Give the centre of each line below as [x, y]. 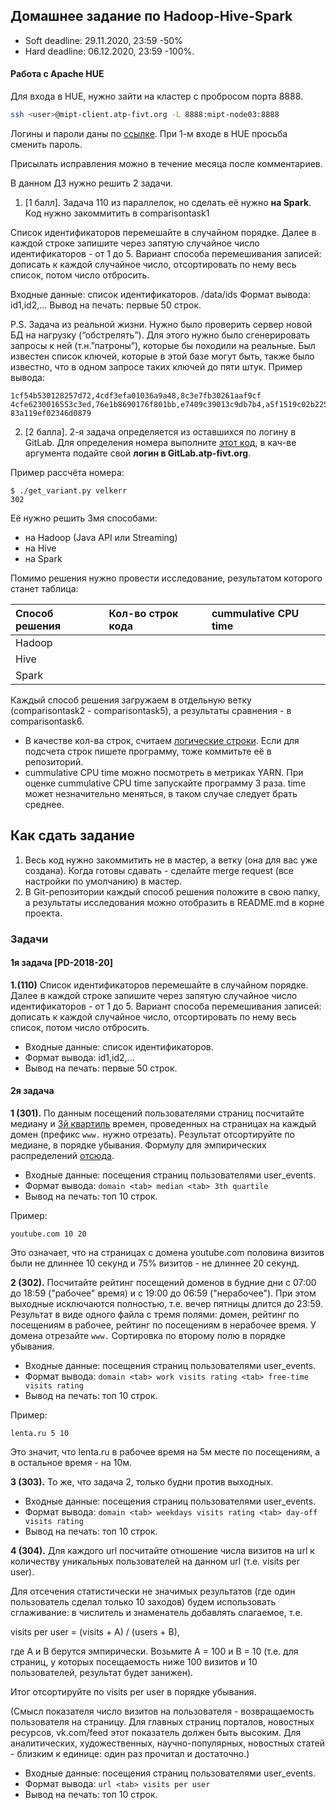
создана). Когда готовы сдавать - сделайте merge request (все [159, 870]
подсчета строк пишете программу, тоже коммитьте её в [148, 751]
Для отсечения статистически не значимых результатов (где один [153, 1591]
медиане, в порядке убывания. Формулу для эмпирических [138, 1145]
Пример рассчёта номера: [67, 472]
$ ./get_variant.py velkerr [69, 490]
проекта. [43, 913]
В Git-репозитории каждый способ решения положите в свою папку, [172, 891]
